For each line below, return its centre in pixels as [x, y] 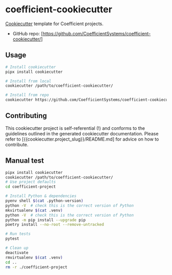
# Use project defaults [31, 182]
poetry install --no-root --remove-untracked [55, 225]
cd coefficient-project [31, 187]
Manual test [25, 161]
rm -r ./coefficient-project [36, 267]
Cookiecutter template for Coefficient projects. [55, 24]
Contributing [26, 116]
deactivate [17, 252]
